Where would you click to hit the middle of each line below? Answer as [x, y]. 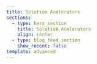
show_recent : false [42, 46]
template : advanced [31, 52]
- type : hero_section [39, 23]
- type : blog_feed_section [46, 40]
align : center [35, 35]
